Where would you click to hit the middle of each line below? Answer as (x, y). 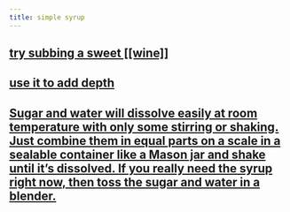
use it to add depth (62, 83)
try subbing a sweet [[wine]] (89, 53)
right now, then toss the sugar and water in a (134, 182)
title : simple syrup (47, 17)
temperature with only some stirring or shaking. (144, 127)
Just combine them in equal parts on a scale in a (145, 141)
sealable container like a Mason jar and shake (137, 154)
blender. (33, 196)
